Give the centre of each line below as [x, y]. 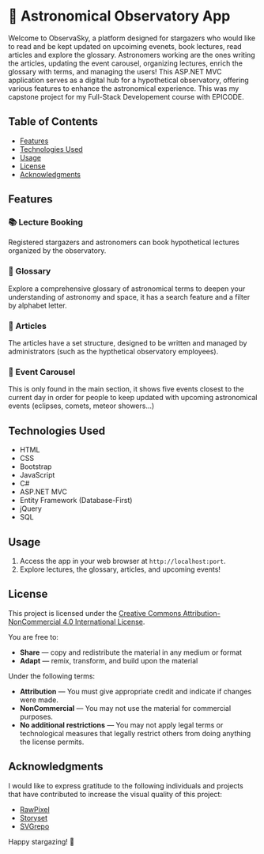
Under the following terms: [52, 676]
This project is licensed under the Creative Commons [95, 613]
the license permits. [52, 742]
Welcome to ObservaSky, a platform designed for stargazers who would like [132, 38]
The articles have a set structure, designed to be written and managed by [128, 343]
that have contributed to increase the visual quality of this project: [115, 794]
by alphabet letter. [38, 305]
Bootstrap [36, 467]
